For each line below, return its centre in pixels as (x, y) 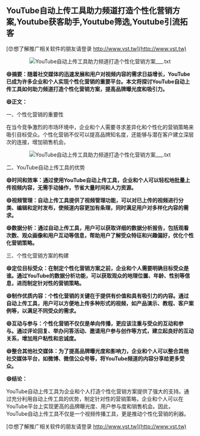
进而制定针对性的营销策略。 (50, 283)
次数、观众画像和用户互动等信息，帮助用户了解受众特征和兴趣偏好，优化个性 (100, 235)
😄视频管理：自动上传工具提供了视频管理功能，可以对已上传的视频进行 (92, 200)
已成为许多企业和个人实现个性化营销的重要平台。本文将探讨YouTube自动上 (98, 81)
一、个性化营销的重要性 (35, 114)
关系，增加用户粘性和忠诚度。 (43, 338)
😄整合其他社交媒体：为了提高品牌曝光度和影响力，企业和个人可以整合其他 (98, 351)
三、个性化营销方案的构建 (37, 255)
